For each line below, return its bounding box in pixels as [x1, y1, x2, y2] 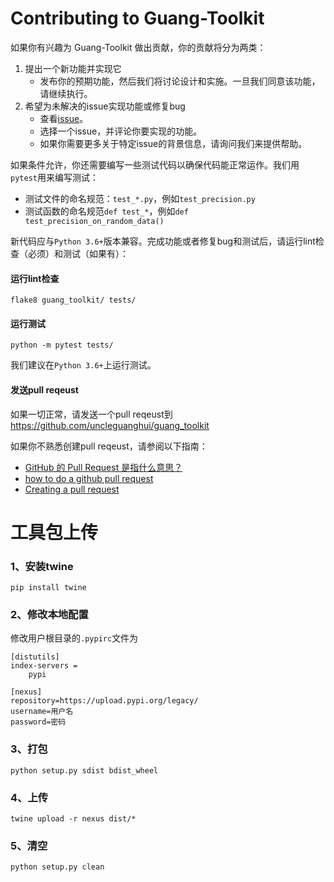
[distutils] [10, 652, 60, 662]
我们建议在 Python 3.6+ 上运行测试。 [10, 359, 157, 371]
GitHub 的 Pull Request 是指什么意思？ [24, 461, 183, 473]
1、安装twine [10, 559, 74, 573]
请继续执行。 [39, 87, 93, 99]
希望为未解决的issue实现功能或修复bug [24, 100, 186, 112]
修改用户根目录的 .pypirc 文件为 [10, 632, 139, 644]
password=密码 [10, 717, 67, 727]
